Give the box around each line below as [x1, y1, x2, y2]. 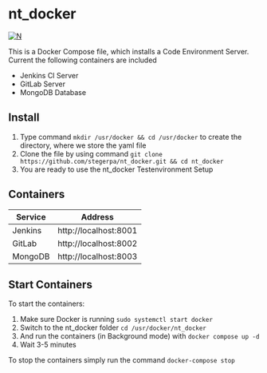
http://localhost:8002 [57, 237, 138, 248]
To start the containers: [8, 299, 85, 308]
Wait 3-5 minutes [19, 340, 77, 350]
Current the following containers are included [8, 55, 157, 65]
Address [80, 211, 114, 222]
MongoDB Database [19, 87, 86, 97]
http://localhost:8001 [57, 224, 138, 236]
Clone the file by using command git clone [19, 149, 163, 158]
